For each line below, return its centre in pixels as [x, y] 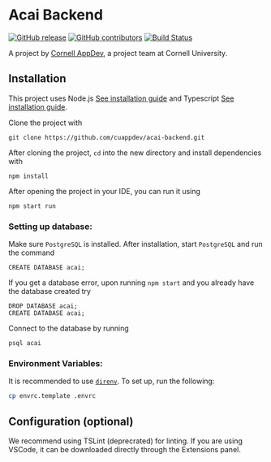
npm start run [32, 206]
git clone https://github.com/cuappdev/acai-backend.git [107, 137]
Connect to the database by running [69, 328]
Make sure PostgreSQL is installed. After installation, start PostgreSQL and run [135, 244]
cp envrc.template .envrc [52, 396]
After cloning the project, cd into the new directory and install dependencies [135, 153]
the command [32, 253]
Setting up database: [51, 227]
